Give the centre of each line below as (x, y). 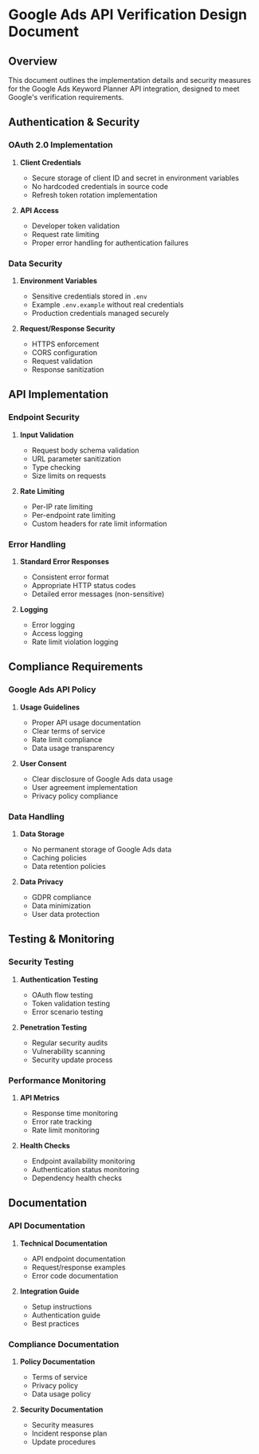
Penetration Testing (53, 1027)
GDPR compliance (61, 897)
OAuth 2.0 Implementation (61, 145)
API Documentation (47, 1226)
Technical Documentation (63, 1243)
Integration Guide (49, 1291)
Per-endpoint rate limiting (73, 515)
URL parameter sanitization (76, 458)
